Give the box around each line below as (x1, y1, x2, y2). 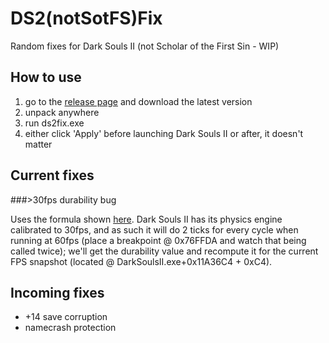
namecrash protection (24, 322, 117, 334)
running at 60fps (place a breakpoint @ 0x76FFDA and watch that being (10, 234, 307, 246)
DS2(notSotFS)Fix (10, 7, 163, 30)
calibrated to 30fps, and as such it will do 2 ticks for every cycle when (10, 223, 299, 236)
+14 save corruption (24, 311, 108, 323)
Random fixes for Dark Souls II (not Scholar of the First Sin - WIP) (10, 40, 280, 52)
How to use (10, 69, 82, 86)
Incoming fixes (10, 284, 105, 301)
